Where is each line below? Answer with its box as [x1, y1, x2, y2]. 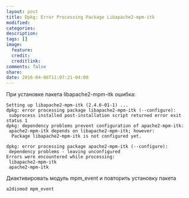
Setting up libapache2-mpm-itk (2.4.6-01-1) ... [6, 102, 129, 108]
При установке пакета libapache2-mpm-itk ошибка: [6, 91, 136, 98]
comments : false [6, 63, 46, 70]
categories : [6, 25, 36, 31]
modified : [6, 20, 31, 25]
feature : [11, 47, 33, 53]
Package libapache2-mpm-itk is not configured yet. [11, 134, 142, 139]
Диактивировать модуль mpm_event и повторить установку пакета [6, 175, 177, 182]
